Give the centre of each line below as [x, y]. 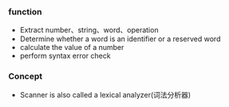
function [25, 12]
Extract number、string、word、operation [89, 30]
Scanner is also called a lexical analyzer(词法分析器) [105, 94]
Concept [25, 76]
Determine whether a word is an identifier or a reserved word [120, 39]
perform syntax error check [65, 56]
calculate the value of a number [72, 48]
